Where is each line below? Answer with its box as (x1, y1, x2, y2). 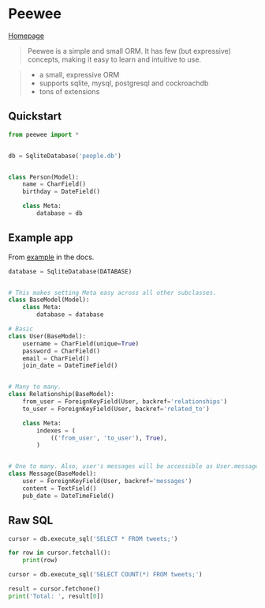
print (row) (22, 557, 58, 565)
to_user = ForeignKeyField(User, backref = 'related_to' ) (22, 405, 211, 413)
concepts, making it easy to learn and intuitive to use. (27, 55, 202, 64)
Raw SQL (8, 514, 54, 527)
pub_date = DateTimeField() (22, 492, 114, 500)
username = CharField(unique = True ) (22, 339, 140, 348)
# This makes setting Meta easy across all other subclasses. (8, 289, 217, 296)
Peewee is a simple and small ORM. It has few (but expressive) (27, 46, 231, 55)
